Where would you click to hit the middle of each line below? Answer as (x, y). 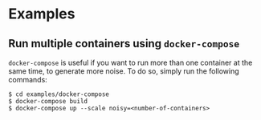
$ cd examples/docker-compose (59, 94)
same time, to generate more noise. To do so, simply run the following (124, 71)
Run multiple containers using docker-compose (124, 44)
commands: (28, 80)
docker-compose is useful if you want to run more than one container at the (130, 62)
